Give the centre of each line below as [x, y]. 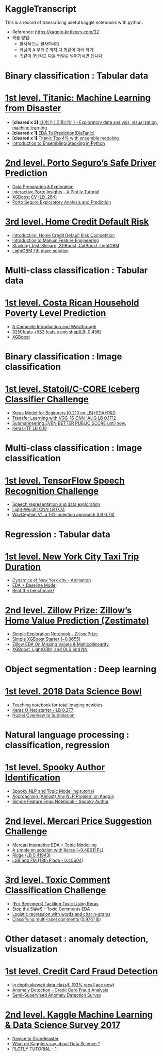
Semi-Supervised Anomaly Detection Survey [57, 995]
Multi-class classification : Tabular [76, 270]
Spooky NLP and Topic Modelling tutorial [53, 791]
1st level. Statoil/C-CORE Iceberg [73, 389]
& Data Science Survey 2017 [63, 1025]
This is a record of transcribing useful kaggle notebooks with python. [74, 22]
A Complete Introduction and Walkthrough [54, 327]
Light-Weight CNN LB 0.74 [38, 510]
